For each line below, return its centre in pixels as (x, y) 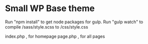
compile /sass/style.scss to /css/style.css (47, 27)
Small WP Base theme (50, 8)
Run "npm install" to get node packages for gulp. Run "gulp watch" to (74, 22)
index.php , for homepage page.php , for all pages (55, 36)
